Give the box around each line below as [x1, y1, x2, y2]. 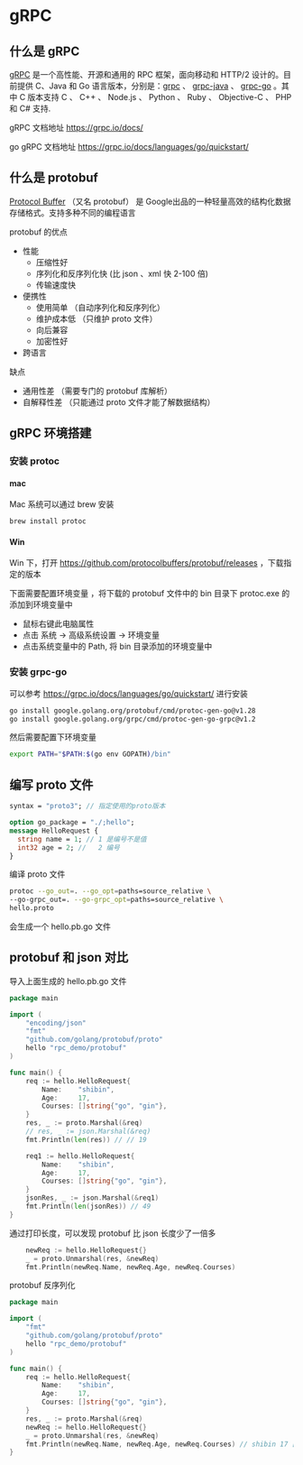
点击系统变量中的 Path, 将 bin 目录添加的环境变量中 [22, 641, 213, 652]
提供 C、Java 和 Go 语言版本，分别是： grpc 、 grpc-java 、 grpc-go [16, 80, 272, 91]
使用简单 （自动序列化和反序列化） [35, 301, 165, 312]
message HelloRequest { [9, 826, 99, 835]
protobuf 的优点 [9, 226, 68, 237]
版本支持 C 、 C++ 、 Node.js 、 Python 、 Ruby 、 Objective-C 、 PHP [27, 92, 292, 102]
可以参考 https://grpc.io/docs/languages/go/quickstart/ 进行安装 [9, 687, 248, 699]
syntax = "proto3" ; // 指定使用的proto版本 [9, 802, 166, 811]
